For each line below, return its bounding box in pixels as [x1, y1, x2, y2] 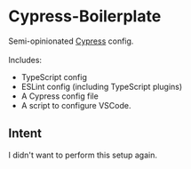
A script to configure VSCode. [20, 100, 131, 110]
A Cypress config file [20, 91, 99, 101]
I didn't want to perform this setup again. [8, 149, 157, 160]
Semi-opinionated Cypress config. [8, 36, 134, 46]
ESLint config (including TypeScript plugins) [20, 81, 183, 92]
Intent [8, 126, 42, 141]
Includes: [8, 54, 42, 65]
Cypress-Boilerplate [8, 6, 162, 27]
